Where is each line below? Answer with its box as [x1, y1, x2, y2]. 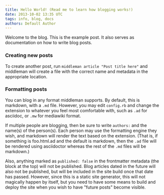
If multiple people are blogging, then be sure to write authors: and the [5, 122, 147, 128]
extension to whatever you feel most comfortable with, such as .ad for [5, 107, 148, 113]
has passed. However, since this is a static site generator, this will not [5, 173, 146, 180]
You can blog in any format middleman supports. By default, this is [5, 97, 140, 103]
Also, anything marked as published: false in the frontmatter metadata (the [5, 158, 159, 164]
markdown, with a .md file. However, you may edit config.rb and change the [5, 102, 159, 108]
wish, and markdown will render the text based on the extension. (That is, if [5, 132, 158, 138]
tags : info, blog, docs [5, 16, 54, 21]
